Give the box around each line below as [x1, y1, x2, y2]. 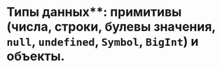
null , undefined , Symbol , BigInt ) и [6, 34, 199, 49]
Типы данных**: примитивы [6, 4, 182, 20]
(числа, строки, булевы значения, [6, 19, 216, 35]
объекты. [6, 49, 65, 65]
